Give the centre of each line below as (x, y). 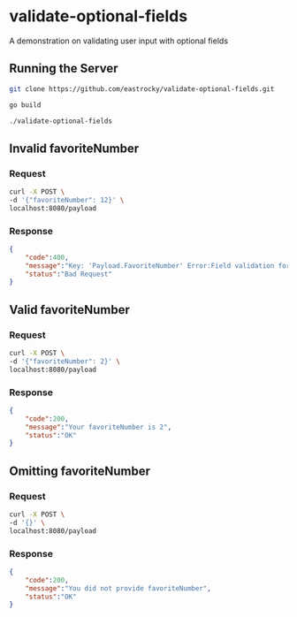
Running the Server (64, 69)
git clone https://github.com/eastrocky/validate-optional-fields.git (142, 89)
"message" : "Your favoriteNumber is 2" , (99, 427)
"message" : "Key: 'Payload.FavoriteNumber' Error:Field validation (150, 266)
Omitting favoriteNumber (80, 471)
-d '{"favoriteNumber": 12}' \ (67, 200)
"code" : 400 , (47, 257)
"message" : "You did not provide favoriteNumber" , (118, 588)
